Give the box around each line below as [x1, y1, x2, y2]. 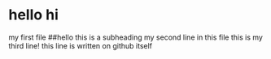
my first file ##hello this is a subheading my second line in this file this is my [8, 32, 263, 42]
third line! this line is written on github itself [8, 40, 153, 50]
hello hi [8, 6, 59, 24]
